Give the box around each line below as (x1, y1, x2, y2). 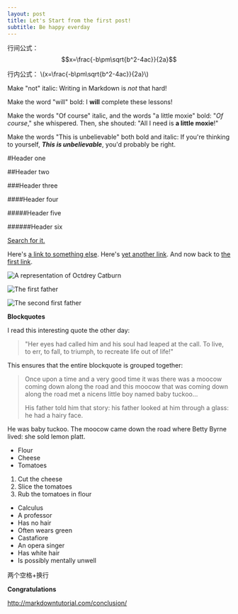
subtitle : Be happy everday (7, 23, 91, 30)
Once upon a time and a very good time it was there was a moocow (24, 375, 222, 383)
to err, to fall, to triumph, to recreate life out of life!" (24, 348, 174, 356)
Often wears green (17, 526, 73, 535)
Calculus (17, 504, 44, 512)
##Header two (7, 168, 50, 176)
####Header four (7, 195, 59, 204)
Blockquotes (7, 312, 45, 321)
